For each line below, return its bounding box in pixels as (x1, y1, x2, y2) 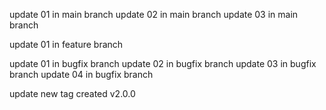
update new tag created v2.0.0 (9, 88, 136, 99)
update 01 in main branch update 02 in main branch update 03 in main (9, 9, 299, 20)
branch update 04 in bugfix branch (9, 69, 154, 80)
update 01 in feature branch (9, 39, 124, 50)
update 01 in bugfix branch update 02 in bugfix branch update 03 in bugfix (9, 58, 317, 69)
